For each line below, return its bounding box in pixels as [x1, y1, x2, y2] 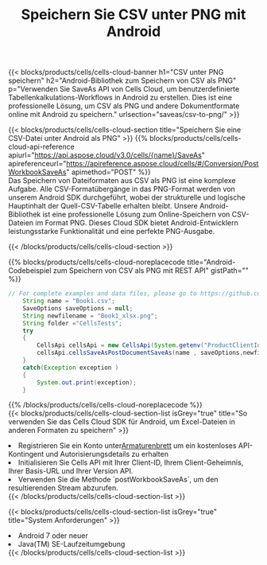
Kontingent [8, 450, 44, 459]
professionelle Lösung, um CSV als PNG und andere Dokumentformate [8, 101, 240, 111]
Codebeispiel [8, 266, 52, 275]
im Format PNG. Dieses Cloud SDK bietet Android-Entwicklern [35, 218, 238, 228]
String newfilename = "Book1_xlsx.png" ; [22, 312, 158, 320]
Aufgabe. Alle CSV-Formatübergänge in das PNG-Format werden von [8, 185, 236, 194]
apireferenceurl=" [8, 159, 67, 169]
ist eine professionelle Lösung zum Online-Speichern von [42, 209, 230, 220]
